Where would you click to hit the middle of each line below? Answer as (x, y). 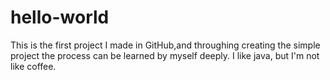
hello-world (60, 17)
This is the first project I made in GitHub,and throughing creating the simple (165, 45)
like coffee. (33, 66)
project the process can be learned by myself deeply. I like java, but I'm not (165, 55)
